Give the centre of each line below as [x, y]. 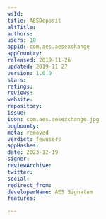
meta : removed [28, 133]
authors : [20, 34]
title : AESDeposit [34, 21]
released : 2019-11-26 [39, 60]
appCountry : [25, 54]
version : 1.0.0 [30, 73]
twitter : [20, 172]
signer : [19, 159]
